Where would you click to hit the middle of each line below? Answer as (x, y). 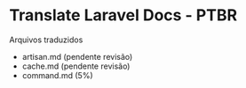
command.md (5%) (57, 75)
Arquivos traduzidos (46, 40)
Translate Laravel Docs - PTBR (123, 15)
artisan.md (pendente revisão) (77, 56)
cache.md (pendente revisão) (76, 66)
